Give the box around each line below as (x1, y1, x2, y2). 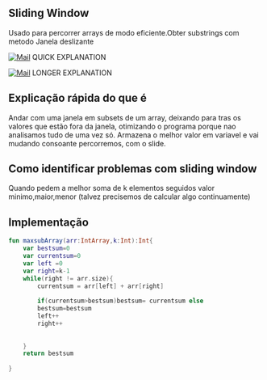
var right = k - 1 (23, 267, 70, 275)
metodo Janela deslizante (8, 36, 94, 46)
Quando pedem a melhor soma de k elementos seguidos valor (8, 184, 215, 193)
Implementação (8, 215, 89, 229)
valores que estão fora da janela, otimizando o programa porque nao (8, 121, 236, 131)
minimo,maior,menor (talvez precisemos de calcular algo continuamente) (8, 192, 251, 201)
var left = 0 (23, 259, 63, 268)
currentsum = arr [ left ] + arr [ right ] (37, 282, 164, 290)
